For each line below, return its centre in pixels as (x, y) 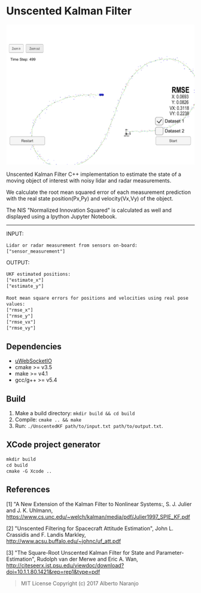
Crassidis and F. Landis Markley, (46, 534)
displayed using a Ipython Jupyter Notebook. (62, 217)
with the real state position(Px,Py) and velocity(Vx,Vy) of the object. (90, 199)
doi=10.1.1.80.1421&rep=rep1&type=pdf (53, 571)
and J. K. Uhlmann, (30, 510)
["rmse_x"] (20, 310)
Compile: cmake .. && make (48, 419)
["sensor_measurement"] (36, 252)
